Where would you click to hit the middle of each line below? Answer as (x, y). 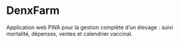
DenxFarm (33, 11)
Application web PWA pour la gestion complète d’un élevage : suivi (90, 27)
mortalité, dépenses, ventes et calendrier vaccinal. (69, 33)
